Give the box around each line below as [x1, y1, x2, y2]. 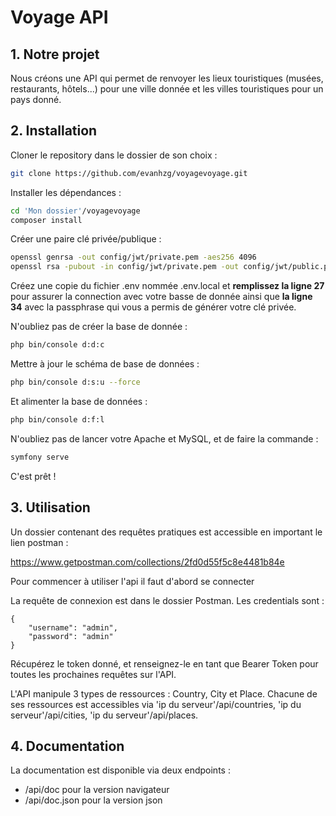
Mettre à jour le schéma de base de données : [10, 358, 200, 370]
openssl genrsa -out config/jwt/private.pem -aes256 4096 [10, 252, 257, 263]
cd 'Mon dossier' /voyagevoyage [10, 206, 141, 216]
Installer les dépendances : [10, 186, 122, 198]
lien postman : [10, 536, 69, 548]
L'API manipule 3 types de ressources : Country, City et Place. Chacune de [10, 687, 318, 700]
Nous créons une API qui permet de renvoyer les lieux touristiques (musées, [10, 72, 324, 84]
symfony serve [10, 452, 70, 462]
